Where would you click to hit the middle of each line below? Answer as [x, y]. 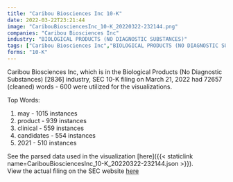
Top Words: [24, 100]
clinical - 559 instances [51, 128]
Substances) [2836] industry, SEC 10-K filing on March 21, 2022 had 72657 [115, 79]
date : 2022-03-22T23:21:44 [46, 20]
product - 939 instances [52, 120]
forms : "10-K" [28, 53]
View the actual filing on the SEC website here [73, 171]
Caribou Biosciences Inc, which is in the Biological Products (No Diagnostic [115, 72]
